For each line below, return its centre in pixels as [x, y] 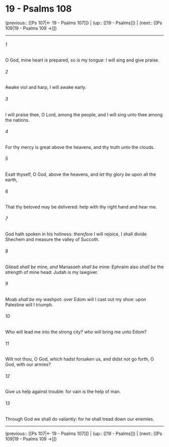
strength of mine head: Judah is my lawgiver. [52, 272]
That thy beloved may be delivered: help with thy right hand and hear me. [81, 207]
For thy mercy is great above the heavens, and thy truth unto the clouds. [80, 147]
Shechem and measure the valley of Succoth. [52, 239]
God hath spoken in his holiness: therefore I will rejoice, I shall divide [76, 234]
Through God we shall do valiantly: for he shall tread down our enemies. [80, 419]
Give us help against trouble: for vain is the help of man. [63, 391]
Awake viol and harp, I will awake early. [46, 87]
